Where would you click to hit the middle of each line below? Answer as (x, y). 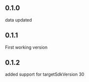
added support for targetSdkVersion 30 (45, 74)
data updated (19, 20)
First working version (26, 47)
